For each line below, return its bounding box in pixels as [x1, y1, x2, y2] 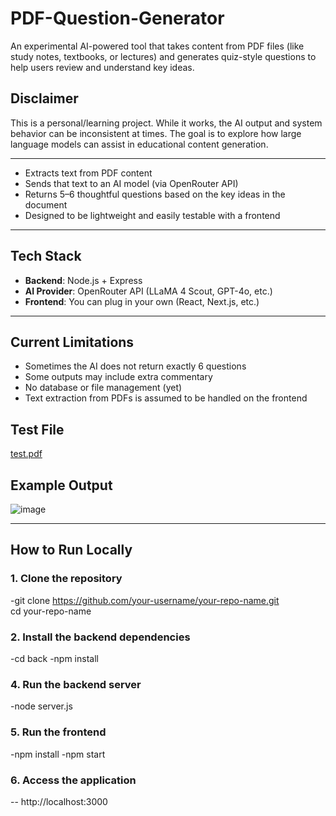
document [24, 198, 68, 211]
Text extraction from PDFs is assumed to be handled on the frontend [24, 392, 308, 404]
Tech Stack [10, 248, 82, 265]
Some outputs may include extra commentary [24, 371, 213, 383]
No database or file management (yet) [24, 382, 183, 394]
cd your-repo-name [10, 605, 92, 617]
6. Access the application [10, 773, 137, 787]
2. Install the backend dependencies [10, 630, 191, 644]
